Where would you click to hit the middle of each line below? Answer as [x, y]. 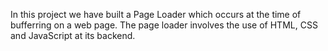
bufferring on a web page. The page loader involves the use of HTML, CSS [164, 25]
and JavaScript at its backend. [73, 35]
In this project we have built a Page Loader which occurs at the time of [156, 14]
